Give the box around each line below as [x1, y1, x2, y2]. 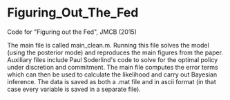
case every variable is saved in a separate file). [7, 85, 142, 93]
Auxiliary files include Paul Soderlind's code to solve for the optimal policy [7, 55, 218, 63]
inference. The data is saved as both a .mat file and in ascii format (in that [7, 77, 216, 86]
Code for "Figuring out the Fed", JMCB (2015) [7, 28, 137, 36]
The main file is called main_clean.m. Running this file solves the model [7, 41, 209, 49]
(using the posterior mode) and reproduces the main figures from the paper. [7, 48, 223, 57]
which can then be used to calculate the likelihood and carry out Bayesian [7, 70, 218, 79]
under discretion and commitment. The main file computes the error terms [7, 63, 219, 71]
